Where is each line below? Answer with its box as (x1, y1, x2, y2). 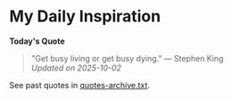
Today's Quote (9, 36, 65, 46)
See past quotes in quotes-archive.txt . (9, 79, 150, 90)
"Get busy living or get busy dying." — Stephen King (30, 53, 224, 63)
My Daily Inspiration (9, 6, 162, 27)
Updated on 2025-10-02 (30, 62, 122, 73)
